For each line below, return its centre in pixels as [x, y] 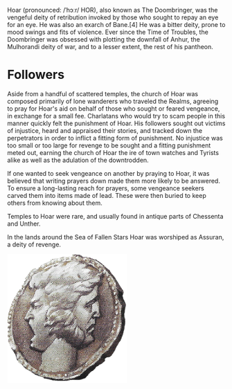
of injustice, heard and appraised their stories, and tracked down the [105, 130]
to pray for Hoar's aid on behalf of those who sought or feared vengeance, [114, 108]
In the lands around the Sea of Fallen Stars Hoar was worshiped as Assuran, [116, 237]
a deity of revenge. [34, 244]
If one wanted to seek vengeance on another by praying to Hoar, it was [108, 173]
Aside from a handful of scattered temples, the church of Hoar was [103, 93]
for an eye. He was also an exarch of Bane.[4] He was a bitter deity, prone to [116, 25]
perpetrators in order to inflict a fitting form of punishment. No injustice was [115, 138]
